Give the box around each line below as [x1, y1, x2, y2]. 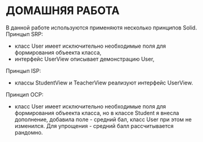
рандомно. [14, 129, 43, 136]
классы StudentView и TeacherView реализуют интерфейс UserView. [14, 79, 193, 86]
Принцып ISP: [6, 67, 42, 74]
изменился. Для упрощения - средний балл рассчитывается [14, 122, 174, 129]
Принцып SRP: [6, 30, 43, 37]
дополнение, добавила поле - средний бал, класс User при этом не [14, 116, 192, 123]
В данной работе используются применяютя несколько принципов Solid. [6, 24, 197, 31]
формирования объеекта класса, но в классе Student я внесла [14, 109, 180, 116]
